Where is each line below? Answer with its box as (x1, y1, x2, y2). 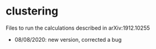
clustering (5, 4, 59, 18)
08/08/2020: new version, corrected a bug (14, 36, 122, 43)
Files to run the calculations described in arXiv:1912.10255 (5, 24, 150, 31)
